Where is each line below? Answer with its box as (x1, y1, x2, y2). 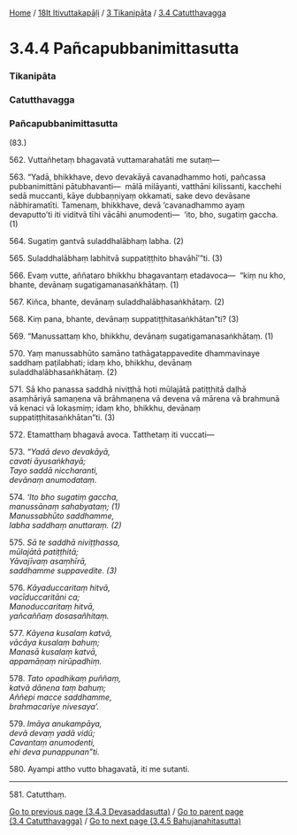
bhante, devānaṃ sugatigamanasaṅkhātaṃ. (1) (9, 280, 179, 290)
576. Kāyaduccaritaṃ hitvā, (9, 583, 110, 594)
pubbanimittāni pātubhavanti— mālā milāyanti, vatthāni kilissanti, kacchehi (9, 181, 282, 192)
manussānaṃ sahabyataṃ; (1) (9, 502, 121, 512)
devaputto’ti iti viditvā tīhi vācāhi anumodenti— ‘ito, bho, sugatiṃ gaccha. (9, 210, 278, 220)
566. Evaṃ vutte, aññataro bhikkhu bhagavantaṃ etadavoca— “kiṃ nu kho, (9, 270, 286, 281)
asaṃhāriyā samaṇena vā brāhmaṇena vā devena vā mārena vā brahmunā (9, 394, 280, 404)
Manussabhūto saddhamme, (9, 510, 115, 521)
